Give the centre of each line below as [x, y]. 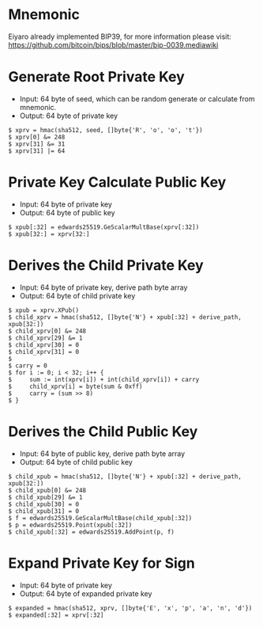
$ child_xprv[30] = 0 [44, 345]
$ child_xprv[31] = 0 [44, 351]
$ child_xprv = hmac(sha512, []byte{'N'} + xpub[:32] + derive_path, [125, 317]
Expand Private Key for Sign [101, 563]
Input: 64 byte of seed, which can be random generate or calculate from [137, 99]
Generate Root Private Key [97, 77]
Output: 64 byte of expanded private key [86, 593]
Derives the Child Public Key [103, 431]
